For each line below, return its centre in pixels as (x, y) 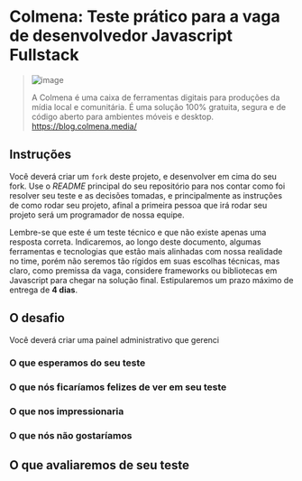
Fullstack (44, 55)
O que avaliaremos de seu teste (100, 465)
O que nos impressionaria (67, 412)
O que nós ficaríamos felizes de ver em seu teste (118, 387)
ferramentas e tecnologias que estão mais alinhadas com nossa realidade (146, 251)
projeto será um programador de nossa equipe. (97, 215)
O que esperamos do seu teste (78, 363)
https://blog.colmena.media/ (84, 126)
